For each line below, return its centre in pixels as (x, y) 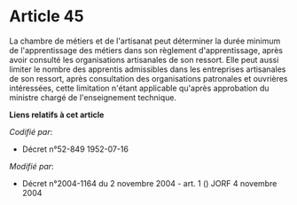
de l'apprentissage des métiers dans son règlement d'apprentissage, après (146, 50)
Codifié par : (31, 131)
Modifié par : (32, 166)
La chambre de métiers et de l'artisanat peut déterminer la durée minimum (145, 41)
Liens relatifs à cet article (57, 114)
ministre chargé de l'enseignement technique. (93, 97)
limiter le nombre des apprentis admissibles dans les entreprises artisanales (148, 69)
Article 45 (47, 16)
